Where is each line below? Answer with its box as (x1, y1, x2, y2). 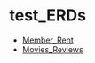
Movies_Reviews (21, 43, 83, 54)
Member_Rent (21, 35, 74, 45)
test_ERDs (9, 5, 87, 26)
